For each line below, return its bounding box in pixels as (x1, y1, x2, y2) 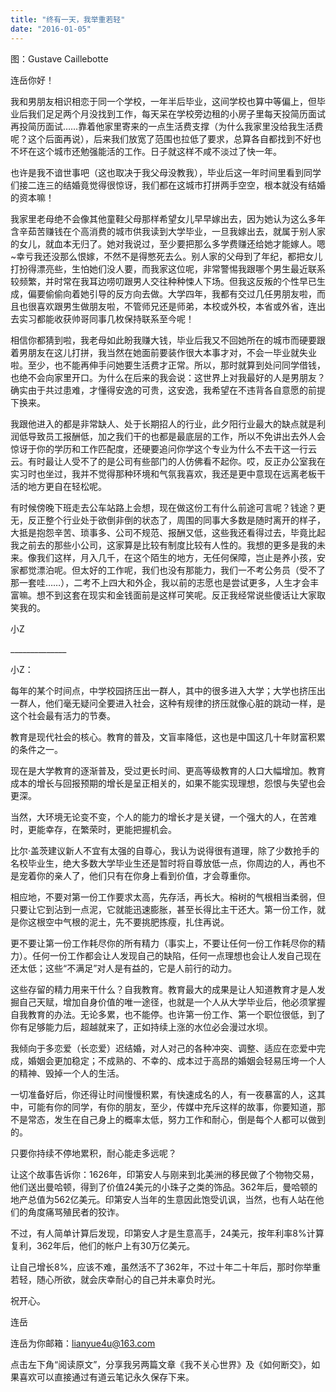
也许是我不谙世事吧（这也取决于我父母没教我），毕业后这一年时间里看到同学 (10, 166, 322, 178)
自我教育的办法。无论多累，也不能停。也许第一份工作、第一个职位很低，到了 (10, 1008, 326, 1020)
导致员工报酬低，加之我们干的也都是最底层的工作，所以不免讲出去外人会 (27, 430, 326, 442)
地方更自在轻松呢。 (27, 480, 107, 492)
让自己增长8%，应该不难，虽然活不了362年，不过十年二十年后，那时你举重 (10, 1261, 322, 1273)
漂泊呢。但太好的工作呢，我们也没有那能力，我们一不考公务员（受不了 (36, 564, 326, 576)
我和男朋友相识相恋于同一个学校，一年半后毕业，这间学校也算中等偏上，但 (10, 95, 317, 107)
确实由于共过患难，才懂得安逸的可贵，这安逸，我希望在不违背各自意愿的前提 (10, 384, 326, 396)
